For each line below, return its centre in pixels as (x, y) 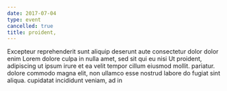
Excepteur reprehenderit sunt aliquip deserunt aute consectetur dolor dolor (113, 52)
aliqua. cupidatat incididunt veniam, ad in (65, 80)
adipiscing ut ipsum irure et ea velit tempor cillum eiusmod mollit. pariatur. (111, 66)
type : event (24, 20)
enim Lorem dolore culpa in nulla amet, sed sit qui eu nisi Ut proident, (105, 59)
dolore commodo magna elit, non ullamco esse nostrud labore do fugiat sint (114, 73)
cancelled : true (30, 26)
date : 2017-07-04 (32, 13)
